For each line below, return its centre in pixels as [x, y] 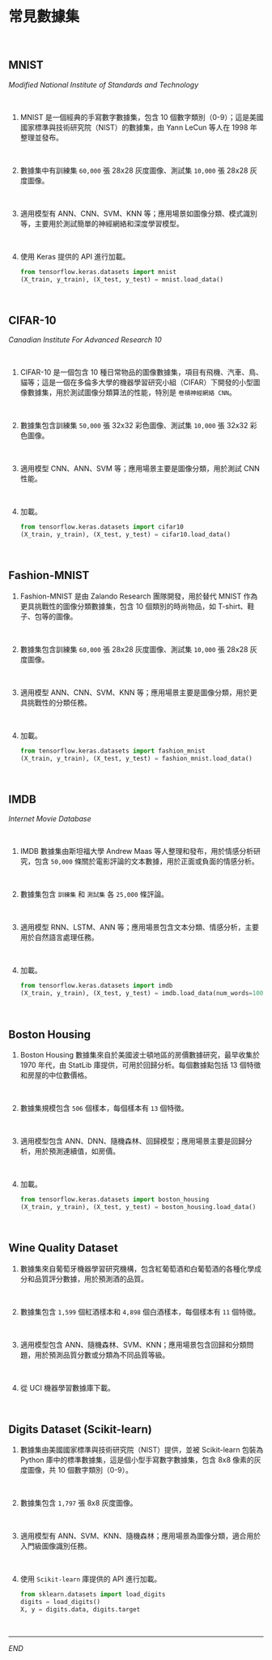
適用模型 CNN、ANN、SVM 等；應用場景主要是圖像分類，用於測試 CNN [140, 469]
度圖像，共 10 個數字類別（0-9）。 [76, 1470]
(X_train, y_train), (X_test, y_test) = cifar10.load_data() [125, 535]
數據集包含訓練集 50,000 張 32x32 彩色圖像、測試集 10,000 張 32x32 [134, 426]
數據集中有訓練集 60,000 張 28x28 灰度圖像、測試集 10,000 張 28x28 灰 [138, 170]
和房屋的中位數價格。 [55, 1075]
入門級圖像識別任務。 [55, 1546]
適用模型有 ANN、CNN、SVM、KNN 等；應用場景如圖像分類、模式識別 [138, 213]
